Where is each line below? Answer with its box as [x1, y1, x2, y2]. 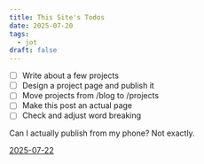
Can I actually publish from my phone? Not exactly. [9, 128, 195, 138]
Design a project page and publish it [21, 81, 155, 91]
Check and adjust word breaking [21, 110, 142, 121]
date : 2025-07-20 [9, 21, 74, 30]
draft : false [9, 46, 58, 55]
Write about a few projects [21, 70, 120, 81]
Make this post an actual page [21, 100, 133, 111]
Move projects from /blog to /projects [21, 90, 160, 101]
